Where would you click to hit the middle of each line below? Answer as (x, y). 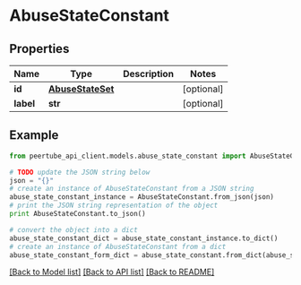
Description (148, 74)
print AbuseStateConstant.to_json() (77, 214)
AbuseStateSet (81, 89)
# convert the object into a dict (74, 229)
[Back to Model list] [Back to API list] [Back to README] (112, 272)
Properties (39, 49)
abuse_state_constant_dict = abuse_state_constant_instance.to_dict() (144, 238)
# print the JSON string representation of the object (114, 206)
